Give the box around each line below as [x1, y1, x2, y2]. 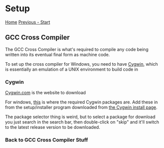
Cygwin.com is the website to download [5, 90, 86, 96]
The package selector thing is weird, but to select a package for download [5, 114, 156, 120]
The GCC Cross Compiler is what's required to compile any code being [5, 46, 149, 52]
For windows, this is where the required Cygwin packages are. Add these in [5, 99, 158, 105]
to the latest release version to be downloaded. [5, 124, 101, 130]
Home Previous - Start [5, 19, 51, 25]
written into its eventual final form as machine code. [5, 51, 110, 57]
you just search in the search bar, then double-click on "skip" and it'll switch [5, 119, 160, 125]
